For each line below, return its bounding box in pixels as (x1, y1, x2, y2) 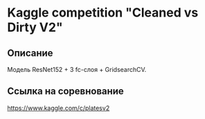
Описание (7, 47, 53, 59)
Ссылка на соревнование (7, 85, 125, 98)
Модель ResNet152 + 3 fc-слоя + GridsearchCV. (7, 66, 147, 73)
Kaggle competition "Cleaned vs (7, 5, 199, 21)
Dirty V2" (7, 19, 64, 35)
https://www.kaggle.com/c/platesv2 (7, 104, 110, 112)
